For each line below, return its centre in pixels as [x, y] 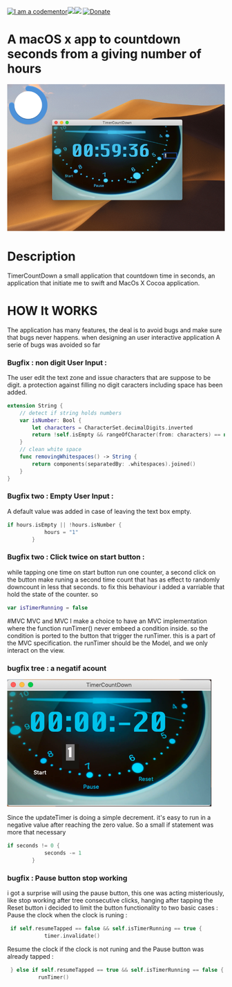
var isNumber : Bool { [50, 420]
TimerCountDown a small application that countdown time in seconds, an [111, 276]
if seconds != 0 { [33, 845]
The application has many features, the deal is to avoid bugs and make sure [115, 330]
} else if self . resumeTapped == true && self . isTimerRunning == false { [117, 970]
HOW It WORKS [52, 310]
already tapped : [30, 956]
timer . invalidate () [72, 936]
